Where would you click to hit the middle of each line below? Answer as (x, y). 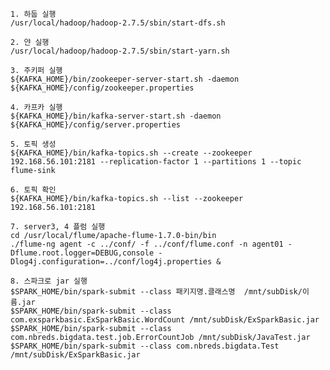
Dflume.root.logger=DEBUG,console (82, 253)
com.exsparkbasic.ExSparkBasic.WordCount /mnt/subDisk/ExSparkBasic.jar (165, 320)
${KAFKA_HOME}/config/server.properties (96, 125)
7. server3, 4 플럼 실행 (58, 227)
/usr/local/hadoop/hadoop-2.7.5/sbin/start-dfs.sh (118, 23)
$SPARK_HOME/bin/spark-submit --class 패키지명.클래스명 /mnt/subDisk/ (156, 292)
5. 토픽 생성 (33, 144)
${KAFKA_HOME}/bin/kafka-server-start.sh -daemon (116, 116)
